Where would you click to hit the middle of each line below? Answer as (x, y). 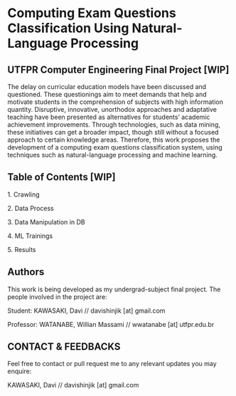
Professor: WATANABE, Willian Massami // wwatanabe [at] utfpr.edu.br (111, 324)
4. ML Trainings (30, 236)
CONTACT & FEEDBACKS (64, 347)
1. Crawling (24, 194)
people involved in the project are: (58, 296)
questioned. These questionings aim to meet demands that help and (107, 94)
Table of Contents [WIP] (61, 177)
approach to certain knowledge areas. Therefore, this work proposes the (114, 140)
